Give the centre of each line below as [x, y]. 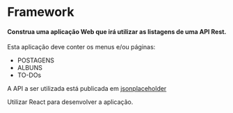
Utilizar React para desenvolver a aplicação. [70, 102]
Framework [41, 12]
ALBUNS [30, 68]
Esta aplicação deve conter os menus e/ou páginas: [81, 47]
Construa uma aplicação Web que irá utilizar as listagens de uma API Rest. [117, 31]
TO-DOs [29, 75]
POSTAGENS [35, 60]
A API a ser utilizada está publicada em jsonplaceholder [87, 89]
